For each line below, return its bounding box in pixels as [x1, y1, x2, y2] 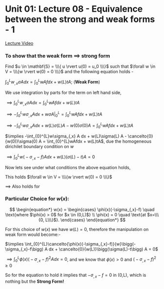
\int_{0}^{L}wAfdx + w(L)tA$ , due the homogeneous [46, 138, 152, 144]
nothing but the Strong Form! [5, 279, 64, 285]
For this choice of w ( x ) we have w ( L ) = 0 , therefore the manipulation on [5, 226, 149, 232]
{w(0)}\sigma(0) [5, 138, 38, 144]
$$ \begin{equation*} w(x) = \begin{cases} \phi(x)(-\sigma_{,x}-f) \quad [9, 206, 155, 212]
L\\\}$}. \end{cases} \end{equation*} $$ [45, 217, 126, 223]
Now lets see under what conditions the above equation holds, [5, 164, 131, 170]
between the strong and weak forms [5, 14, 155, 25]
